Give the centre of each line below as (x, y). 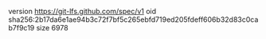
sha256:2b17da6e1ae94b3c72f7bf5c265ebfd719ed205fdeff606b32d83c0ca (133, 19)
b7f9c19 (22, 28)
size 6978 (53, 28)
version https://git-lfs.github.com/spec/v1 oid (82, 11)
